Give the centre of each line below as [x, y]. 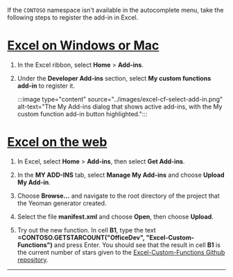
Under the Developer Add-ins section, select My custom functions [114, 78]
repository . [33, 260]
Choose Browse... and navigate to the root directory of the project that [118, 196]
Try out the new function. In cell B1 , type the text [86, 230]
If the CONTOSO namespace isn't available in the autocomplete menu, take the [115, 10]
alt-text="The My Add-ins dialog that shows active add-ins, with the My [120, 106]
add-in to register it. [46, 86]
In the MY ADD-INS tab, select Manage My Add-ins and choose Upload [121, 175]
